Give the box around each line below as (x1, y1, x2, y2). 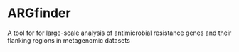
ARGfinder (7, 5, 71, 21)
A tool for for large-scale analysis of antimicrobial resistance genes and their (7, 28, 232, 37)
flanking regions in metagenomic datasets (7, 36, 130, 44)
